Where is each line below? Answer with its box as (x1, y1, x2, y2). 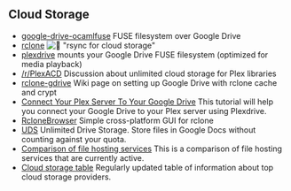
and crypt (20, 87, 57, 97)
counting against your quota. (20, 134, 127, 144)
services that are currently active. (20, 152, 145, 163)
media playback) (20, 58, 83, 69)
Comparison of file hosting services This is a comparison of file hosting (20, 143, 283, 154)
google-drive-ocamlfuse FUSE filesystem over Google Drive (20, 30, 241, 41)
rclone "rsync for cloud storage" (20, 40, 156, 50)
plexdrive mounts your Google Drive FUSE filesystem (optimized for (20, 49, 269, 60)
